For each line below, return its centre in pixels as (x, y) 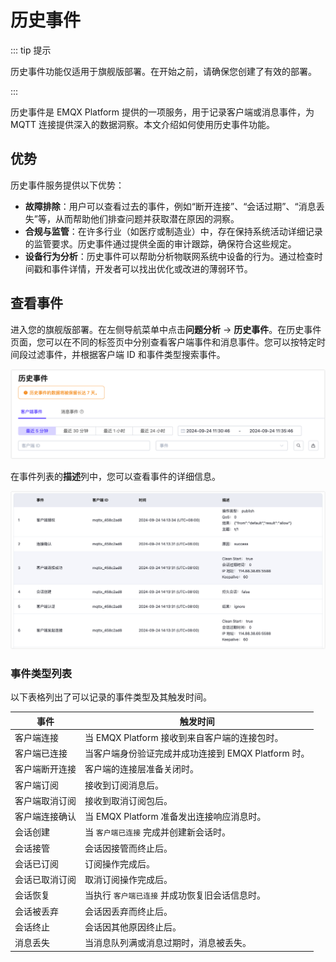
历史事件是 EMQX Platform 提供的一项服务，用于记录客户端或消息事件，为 (162, 112)
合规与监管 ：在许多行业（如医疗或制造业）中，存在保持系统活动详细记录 (173, 231)
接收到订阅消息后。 (124, 785)
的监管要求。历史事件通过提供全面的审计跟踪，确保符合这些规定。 (160, 243)
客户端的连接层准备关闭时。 (141, 769)
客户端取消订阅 (45, 800)
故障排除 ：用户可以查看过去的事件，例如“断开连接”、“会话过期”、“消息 (170, 206)
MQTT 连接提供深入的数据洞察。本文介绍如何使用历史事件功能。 (142, 124)
